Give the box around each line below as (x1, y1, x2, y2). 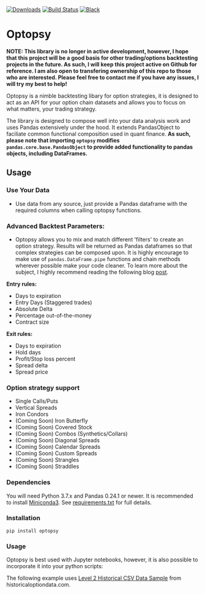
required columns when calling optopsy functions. (15, 206, 142, 214)
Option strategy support (6, 383, 80, 392)
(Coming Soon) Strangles (15, 456, 80, 464)
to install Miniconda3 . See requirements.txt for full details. (6, 498, 152, 506)
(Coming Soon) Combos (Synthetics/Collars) (15, 430, 128, 437)
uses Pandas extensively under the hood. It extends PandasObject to (6, 123, 181, 131)
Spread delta (15, 361, 48, 369)
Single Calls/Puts (15, 397, 58, 405)
